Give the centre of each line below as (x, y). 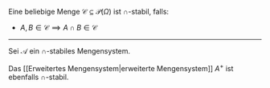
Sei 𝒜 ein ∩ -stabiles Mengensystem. (70, 51)
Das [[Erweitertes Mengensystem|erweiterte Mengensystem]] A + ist (121, 68)
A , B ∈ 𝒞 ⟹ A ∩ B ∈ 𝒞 (59, 28)
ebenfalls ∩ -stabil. (39, 77)
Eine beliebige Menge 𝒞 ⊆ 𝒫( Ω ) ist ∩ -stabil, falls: (89, 12)
